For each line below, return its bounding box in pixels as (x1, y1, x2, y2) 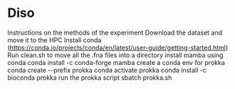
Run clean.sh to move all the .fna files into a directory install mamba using (7, 51, 224, 59)
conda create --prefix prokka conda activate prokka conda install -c (7, 66, 207, 74)
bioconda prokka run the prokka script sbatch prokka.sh (7, 73, 172, 82)
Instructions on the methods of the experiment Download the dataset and (7, 28, 223, 37)
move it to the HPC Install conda (7, 35, 102, 44)
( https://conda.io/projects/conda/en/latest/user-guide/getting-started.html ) (7, 43, 229, 52)
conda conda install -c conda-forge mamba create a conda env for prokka (7, 58, 226, 66)
